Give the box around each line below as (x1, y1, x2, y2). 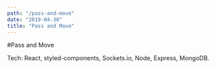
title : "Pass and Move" (7, 22, 75, 29)
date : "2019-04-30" (7, 16, 63, 23)
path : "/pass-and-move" (7, 9, 75, 17)
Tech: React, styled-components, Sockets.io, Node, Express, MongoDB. (7, 54, 210, 62)
